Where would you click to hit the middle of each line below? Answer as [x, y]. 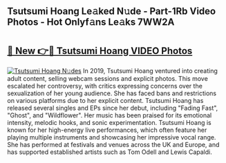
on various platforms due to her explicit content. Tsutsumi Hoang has [105, 100]
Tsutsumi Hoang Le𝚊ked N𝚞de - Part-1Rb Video [112, 11]
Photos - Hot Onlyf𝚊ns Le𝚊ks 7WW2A [91, 22]
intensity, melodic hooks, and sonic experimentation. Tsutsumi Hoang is [110, 123]
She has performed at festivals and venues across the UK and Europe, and [113, 145]
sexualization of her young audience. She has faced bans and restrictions [112, 93]
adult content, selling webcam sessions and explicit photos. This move [108, 78]
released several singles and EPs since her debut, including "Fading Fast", [113, 108]
